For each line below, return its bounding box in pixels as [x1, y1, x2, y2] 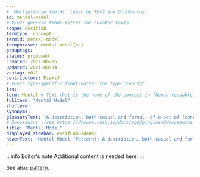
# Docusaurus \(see [6, 120, 55, 126]
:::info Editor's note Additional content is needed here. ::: [6, 153, 145, 160]
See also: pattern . [6, 164, 49, 171]
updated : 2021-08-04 [6, 64, 58, 70]
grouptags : [6, 48, 33, 54]
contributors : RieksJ [6, 75, 60, 81]
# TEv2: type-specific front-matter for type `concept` [6, 81, 148, 87]
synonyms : [6, 108, 31, 114]
